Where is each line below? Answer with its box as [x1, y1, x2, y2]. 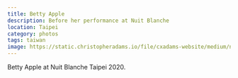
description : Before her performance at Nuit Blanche [7, 17, 170, 24]
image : [7, 43, 27, 50]
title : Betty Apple [7, 10, 65, 18]
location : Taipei [7, 23, 59, 30]
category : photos [7, 30, 59, 38]
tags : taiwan [7, 37, 46, 44]
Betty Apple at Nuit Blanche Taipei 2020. [7, 63, 126, 71]
